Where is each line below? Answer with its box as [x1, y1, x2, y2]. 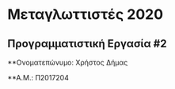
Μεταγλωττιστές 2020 [7, 6, 164, 24]
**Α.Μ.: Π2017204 [7, 73, 69, 82]
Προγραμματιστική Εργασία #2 [7, 37, 167, 50]
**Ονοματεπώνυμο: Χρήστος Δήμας [7, 57, 128, 67]
